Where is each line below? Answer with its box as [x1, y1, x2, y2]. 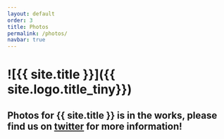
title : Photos [7, 23, 49, 30]
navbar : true [7, 37, 46, 44]
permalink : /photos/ [7, 29, 68, 37]
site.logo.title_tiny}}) [7, 81, 132, 98]
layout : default [7, 10, 55, 18]
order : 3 [7, 17, 33, 24]
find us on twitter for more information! [7, 120, 182, 132]
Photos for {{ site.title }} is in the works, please [7, 110, 218, 121]
